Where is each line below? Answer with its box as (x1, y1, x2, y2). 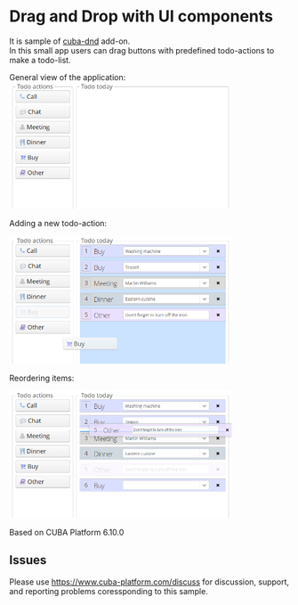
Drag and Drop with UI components (9, 6, 274, 27)
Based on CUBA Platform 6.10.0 (9, 527, 125, 537)
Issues (9, 552, 47, 568)
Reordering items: (9, 372, 75, 383)
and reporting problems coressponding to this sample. (9, 585, 209, 596)
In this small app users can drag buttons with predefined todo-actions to (9, 45, 275, 55)
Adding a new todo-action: (9, 218, 108, 229)
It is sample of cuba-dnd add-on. (9, 36, 131, 46)
